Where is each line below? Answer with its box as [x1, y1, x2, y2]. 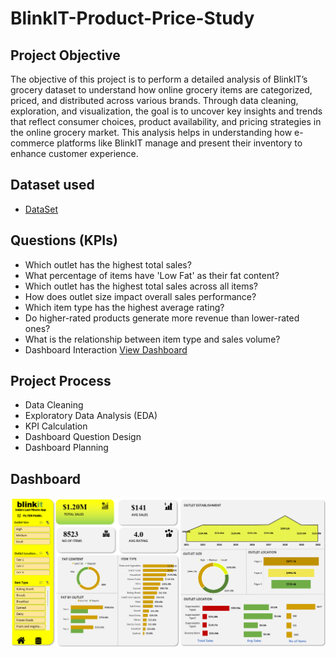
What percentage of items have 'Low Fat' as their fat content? [24, 269, 280, 281]
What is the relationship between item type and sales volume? [24, 333, 281, 345]
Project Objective [10, 47, 121, 64]
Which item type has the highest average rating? [24, 301, 225, 313]
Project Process [10, 373, 112, 390]
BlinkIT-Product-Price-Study [10, 7, 255, 30]
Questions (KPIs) [10, 232, 118, 249]
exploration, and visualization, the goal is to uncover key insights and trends [10, 105, 323, 117]
